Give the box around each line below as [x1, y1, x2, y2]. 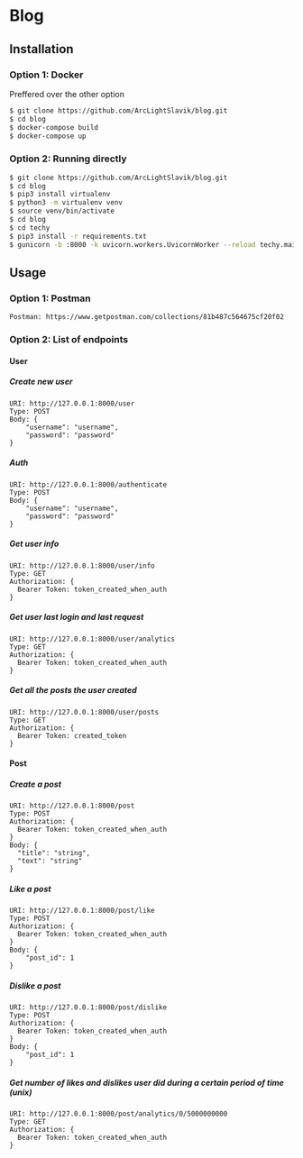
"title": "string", [17, 849, 91, 858]
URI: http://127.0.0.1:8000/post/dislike [9, 1003, 168, 1012]
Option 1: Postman [9, 292, 92, 305]
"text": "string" [17, 857, 83, 866]
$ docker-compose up [9, 132, 87, 141]
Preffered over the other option [9, 88, 124, 99]
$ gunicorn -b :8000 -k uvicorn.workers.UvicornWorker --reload [9, 240, 256, 249]
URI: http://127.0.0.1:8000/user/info [9, 561, 155, 570]
